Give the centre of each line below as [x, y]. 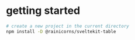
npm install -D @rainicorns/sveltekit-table [61, 31]
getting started [43, 11]
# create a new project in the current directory [68, 26]
